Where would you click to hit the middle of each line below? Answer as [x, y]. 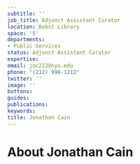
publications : [28, 105]
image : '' [22, 85]
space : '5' [23, 33]
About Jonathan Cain [70, 152]
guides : [19, 98]
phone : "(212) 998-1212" [43, 72]
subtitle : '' [26, 14]
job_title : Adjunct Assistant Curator [64, 20]
